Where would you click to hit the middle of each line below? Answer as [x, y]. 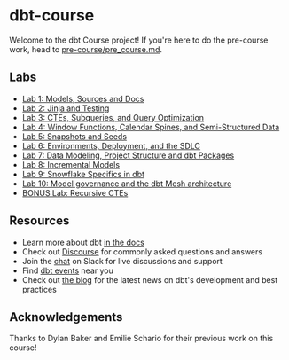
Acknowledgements [66, 317]
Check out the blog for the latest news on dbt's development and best [150, 279]
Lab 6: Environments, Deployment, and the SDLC [111, 145]
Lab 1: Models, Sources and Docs [83, 98]
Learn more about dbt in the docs [83, 242]
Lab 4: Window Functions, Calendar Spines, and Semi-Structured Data [151, 127]
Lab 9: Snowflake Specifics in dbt [83, 174]
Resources [39, 221]
